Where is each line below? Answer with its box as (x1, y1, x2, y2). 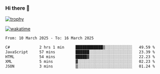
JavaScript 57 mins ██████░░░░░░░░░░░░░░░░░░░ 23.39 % (5, 50, 155, 55)
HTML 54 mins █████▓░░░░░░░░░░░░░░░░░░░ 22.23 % (5, 54, 155, 59)
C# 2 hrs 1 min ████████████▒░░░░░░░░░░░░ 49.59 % (5, 45, 155, 50)
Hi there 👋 (5, 5, 30, 12)
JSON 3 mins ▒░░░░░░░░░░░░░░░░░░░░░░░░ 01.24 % (5, 63, 155, 69)
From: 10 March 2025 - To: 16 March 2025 (5, 35, 94, 41)
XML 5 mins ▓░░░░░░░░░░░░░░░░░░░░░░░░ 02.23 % (5, 59, 155, 64)
